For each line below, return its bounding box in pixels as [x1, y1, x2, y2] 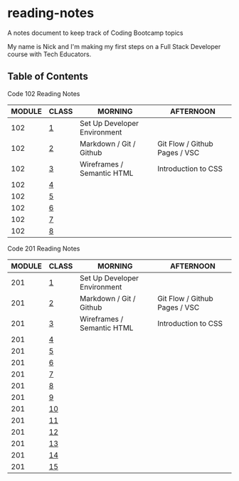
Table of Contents [7, 70, 89, 83]
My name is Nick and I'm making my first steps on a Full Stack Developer [7, 42, 221, 51]
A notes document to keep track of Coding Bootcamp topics [7, 28, 184, 37]
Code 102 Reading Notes [7, 89, 80, 97]
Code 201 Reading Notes [7, 244, 80, 253]
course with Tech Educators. [7, 50, 92, 58]
